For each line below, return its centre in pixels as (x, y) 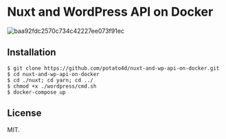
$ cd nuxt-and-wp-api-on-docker (53, 74)
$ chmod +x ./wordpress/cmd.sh (52, 86)
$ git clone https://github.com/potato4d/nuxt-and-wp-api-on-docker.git (113, 68)
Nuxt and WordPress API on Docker (110, 12)
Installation (32, 52)
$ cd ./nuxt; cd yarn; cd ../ (50, 80)
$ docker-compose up (37, 92)
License (24, 113)
